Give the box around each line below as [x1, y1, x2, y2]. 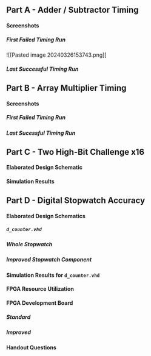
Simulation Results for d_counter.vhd [6, 271, 100, 279]
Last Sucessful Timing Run [6, 129, 76, 137]
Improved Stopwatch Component [6, 256, 92, 263]
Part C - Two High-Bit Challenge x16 [6, 146, 144, 157]
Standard [6, 313, 31, 321]
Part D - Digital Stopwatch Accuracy [6, 195, 146, 206]
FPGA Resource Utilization [6, 285, 75, 293]
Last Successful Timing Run [6, 65, 79, 73]
